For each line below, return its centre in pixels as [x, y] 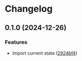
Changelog [29, 9]
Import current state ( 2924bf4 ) [45, 53]
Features [16, 42]
